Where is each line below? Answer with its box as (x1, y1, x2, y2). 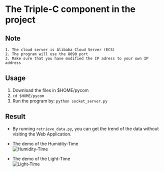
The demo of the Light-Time (12, 155, 70, 161)
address (5, 60, 21, 65)
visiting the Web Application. (12, 131, 71, 137)
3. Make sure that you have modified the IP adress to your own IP (5, 56, 149, 61)
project (5, 14, 36, 25)
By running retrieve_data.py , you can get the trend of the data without (12, 125, 159, 131)
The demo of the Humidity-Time (12, 140, 78, 146)
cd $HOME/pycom (12, 93, 44, 98)
